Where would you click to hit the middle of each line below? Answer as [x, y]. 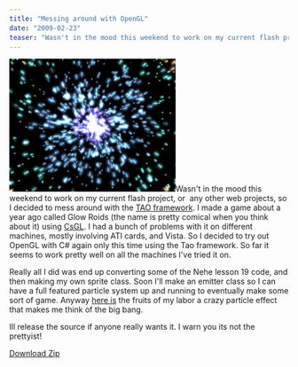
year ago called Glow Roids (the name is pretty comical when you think [139, 217]
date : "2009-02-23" [45, 28]
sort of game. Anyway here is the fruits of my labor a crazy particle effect [143, 301]
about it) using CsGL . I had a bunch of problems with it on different [131, 227]
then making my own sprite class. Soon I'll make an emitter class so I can [143, 281]
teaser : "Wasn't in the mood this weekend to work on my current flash [144, 37]
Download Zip [35, 354]
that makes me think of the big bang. [76, 309]
